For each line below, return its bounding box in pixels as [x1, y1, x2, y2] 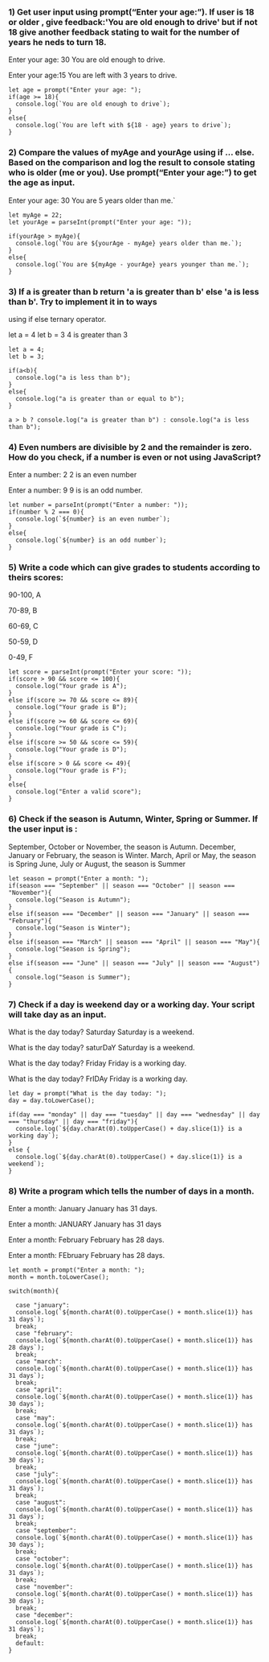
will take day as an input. [8, 1008, 107, 1020]
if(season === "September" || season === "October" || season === [8, 881, 235, 889]
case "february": [15, 1330, 74, 1338]
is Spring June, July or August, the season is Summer [8, 859, 186, 868]
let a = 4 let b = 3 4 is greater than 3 [8, 329, 128, 340]
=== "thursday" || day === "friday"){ [8, 1118, 138, 1126]
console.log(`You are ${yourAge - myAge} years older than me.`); [15, 239, 243, 247]
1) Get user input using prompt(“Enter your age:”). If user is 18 [8, 6, 255, 18]
